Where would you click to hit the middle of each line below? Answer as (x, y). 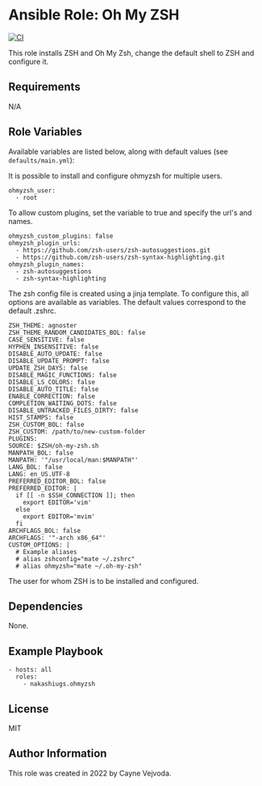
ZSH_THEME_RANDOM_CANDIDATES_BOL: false (77, 332)
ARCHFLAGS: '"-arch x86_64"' (57, 538)
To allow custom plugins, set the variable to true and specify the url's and (130, 213)
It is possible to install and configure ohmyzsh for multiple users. (116, 175)
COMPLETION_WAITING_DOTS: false (62, 403)
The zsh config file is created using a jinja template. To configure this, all (129, 294)
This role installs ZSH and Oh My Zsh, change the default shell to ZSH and (131, 53)
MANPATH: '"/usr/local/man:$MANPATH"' (73, 460)
